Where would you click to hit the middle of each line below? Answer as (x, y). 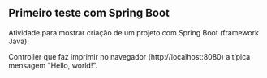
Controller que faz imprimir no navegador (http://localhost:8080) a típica (129, 56)
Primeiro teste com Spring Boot (89, 13)
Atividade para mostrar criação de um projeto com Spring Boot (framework (134, 32)
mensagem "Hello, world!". (53, 65)
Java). (19, 41)
